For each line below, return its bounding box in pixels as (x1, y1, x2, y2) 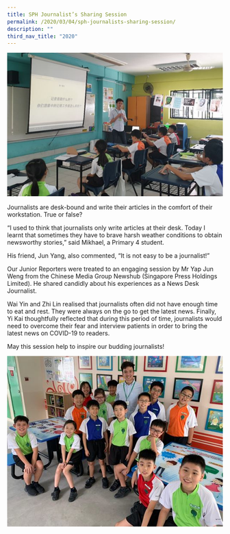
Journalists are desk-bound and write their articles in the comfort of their (7, 203, 213, 212)
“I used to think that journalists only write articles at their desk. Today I (7, 223, 205, 232)
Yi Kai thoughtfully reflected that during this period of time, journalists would (7, 315, 222, 323)
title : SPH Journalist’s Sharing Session (7, 11, 127, 18)
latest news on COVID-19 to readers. (7, 329, 110, 337)
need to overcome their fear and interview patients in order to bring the (7, 322, 207, 330)
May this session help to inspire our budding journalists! (7, 343, 165, 351)
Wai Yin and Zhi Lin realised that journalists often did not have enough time (7, 300, 218, 308)
